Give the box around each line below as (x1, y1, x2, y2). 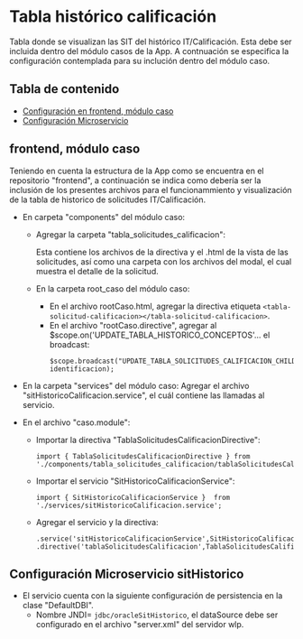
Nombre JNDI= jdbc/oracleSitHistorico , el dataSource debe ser (35, 609, 279, 620)
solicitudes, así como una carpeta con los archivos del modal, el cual (35, 255, 292, 267)
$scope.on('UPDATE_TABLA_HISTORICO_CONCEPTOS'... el (49, 329, 271, 340)
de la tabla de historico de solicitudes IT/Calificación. (9, 194, 207, 205)
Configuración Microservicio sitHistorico (9, 566, 244, 581)
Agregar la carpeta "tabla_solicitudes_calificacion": (35, 228, 226, 240)
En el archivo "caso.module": (22, 417, 131, 428)
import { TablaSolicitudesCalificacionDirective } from (35, 451, 251, 461)
